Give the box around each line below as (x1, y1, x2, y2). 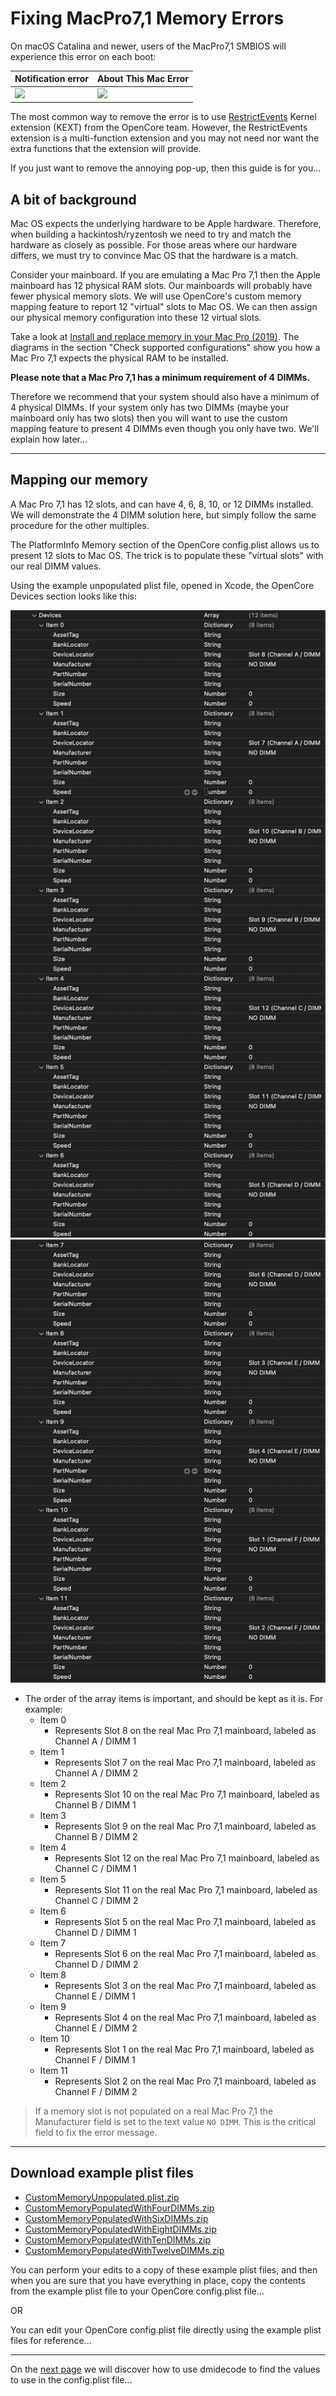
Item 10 (39, 2032, 70, 2044)
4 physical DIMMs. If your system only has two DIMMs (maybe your (10, 402, 290, 413)
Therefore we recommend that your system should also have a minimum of (10, 391, 320, 402)
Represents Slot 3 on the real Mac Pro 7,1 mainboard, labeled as (54, 1979, 317, 1991)
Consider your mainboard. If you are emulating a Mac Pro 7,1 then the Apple (10, 269, 321, 281)
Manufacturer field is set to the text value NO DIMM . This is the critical (34, 2115, 317, 2127)
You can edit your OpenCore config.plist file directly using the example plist (10, 2323, 322, 2336)
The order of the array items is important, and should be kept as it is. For (24, 1692, 324, 1704)
